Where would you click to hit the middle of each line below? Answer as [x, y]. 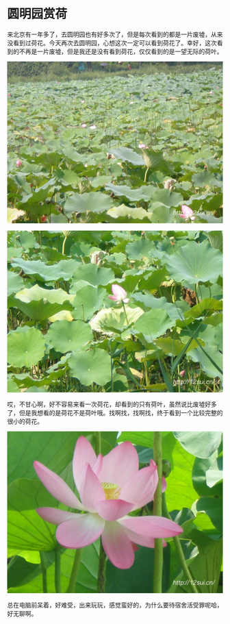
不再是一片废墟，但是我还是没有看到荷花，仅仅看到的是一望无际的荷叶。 [121, 51]
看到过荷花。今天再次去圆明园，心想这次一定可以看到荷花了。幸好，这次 [115, 42]
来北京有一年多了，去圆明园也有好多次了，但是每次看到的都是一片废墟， [109, 34]
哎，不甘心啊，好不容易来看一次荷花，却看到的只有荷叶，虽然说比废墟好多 [112, 404]
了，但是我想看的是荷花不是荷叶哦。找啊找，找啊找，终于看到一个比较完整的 [115, 412]
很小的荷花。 [25, 421]
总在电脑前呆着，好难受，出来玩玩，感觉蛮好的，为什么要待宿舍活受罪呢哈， [115, 605]
